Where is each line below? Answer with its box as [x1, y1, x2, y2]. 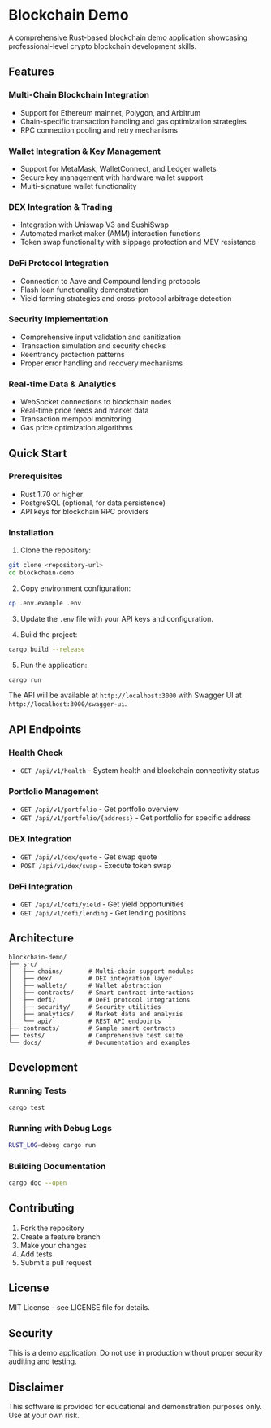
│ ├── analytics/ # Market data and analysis [8, 1010, 183, 1018]
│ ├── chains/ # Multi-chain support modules [8, 967, 195, 976]
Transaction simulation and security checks [19, 340, 166, 351]
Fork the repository [19, 1223, 85, 1233]
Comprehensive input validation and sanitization [19, 332, 181, 342]
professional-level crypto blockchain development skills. [8, 41, 197, 50]
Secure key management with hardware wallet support [19, 172, 204, 182]
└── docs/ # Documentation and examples [8, 1038, 191, 1046]
